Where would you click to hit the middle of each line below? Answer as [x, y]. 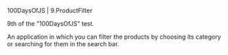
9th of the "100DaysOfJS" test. [51, 23]
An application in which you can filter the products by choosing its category [114, 37]
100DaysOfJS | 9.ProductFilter [50, 11]
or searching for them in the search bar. [63, 44]
